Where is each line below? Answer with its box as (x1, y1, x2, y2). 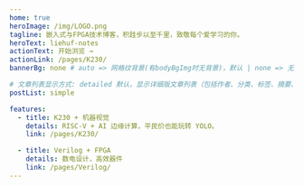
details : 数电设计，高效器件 (25, 154, 124, 163)
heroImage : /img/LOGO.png (9, 22, 107, 31)
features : (9, 105, 47, 114)
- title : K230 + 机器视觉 (17, 113, 110, 122)
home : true (9, 13, 51, 23)
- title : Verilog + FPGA (17, 146, 111, 155)
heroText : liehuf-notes (9, 38, 100, 48)
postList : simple (9, 88, 75, 98)
